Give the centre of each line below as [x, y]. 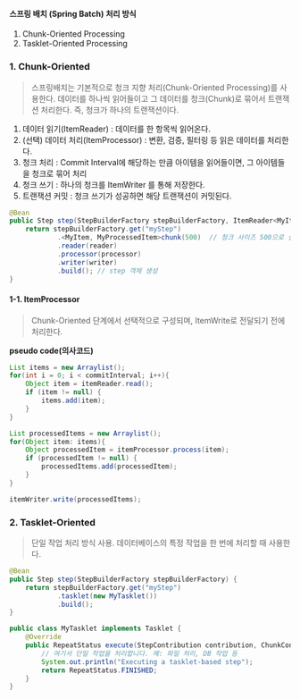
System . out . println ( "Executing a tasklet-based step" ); [147, 661]
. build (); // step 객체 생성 [107, 271]
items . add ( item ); [73, 401]
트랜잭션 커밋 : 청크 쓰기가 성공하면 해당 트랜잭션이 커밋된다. [127, 196]
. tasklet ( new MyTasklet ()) [107, 596]
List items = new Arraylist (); [67, 367]
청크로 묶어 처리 [59, 173]
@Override [44, 637]
